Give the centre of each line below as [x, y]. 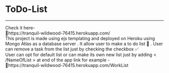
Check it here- [20, 27]
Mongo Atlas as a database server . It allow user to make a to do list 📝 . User [84, 43]
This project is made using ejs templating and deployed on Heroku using [80, 38]
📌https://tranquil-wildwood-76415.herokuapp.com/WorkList [67, 65]
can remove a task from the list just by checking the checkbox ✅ [72, 49]
